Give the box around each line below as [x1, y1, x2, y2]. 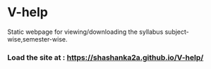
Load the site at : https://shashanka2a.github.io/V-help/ [7, 52, 204, 62]
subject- [164, 27, 189, 36]
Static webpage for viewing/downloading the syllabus [7, 27, 164, 36]
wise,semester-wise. [7, 34, 68, 43]
